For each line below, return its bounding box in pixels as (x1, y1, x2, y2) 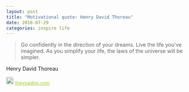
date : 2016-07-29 (6, 19, 49, 25)
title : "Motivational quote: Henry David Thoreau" (6, 14, 133, 20)
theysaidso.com (15, 80, 50, 86)
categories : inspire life (6, 25, 70, 31)
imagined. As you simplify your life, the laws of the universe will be (20, 48, 183, 55)
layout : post (6, 8, 38, 15)
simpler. (20, 54, 40, 61)
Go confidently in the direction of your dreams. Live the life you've (20, 41, 182, 48)
